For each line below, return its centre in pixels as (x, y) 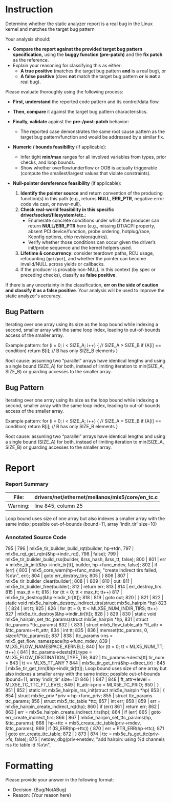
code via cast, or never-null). (51, 204)
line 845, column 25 (59, 506)
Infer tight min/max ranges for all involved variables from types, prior (93, 157)
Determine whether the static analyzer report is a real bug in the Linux (79, 24)
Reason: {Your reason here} (42, 795)
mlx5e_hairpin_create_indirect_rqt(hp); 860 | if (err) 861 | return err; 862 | (82, 706)
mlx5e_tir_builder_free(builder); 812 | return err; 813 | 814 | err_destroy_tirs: (84, 587)
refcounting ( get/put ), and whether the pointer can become (83, 258)
